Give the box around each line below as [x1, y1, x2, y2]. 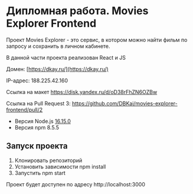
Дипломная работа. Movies [6, 4, 149, 18]
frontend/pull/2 [6, 106, 43, 113]
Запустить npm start [14, 169, 66, 176]
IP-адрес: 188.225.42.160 [6, 77, 68, 84]
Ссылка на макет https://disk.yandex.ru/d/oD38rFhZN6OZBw [6, 88, 158, 95]
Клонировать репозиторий [14, 157, 83, 164]
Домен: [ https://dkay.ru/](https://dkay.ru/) [6, 65, 109, 72]
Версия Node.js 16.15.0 [14, 117, 71, 125]
